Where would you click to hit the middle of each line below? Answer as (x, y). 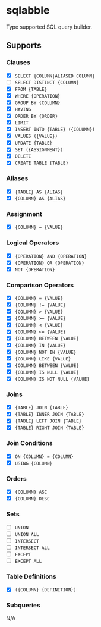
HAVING (23, 109)
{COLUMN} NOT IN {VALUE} (45, 352)
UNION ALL (27, 534)
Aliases (17, 178)
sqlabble (28, 10)
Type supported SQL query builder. (49, 27)
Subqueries (23, 606)
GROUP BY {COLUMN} (37, 103)
